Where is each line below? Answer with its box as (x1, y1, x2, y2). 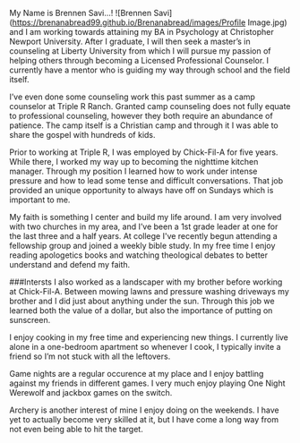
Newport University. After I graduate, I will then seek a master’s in (9, 36, 251, 47)
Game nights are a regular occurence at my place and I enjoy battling (9, 369, 264, 379)
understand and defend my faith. (9, 260, 131, 269)
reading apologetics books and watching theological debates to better (9, 250, 269, 260)
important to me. (9, 194, 71, 205)
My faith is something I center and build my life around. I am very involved (9, 212, 282, 222)
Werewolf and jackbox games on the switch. (9, 388, 173, 397)
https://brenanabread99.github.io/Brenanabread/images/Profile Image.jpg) (12, 17, 288, 28)
